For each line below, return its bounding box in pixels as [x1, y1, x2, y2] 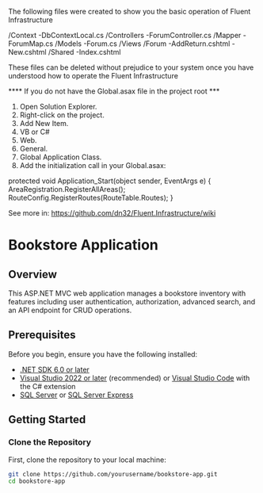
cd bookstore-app [8, 477, 66, 486]
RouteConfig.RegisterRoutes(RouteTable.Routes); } [8, 193, 173, 202]
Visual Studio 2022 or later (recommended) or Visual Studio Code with [19, 373, 250, 383]
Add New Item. [19, 119, 69, 128]
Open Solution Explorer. [19, 102, 97, 111]
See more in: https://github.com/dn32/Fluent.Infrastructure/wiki [8, 208, 216, 217]
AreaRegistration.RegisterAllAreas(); [8, 185, 126, 193]
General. [19, 144, 48, 153]
